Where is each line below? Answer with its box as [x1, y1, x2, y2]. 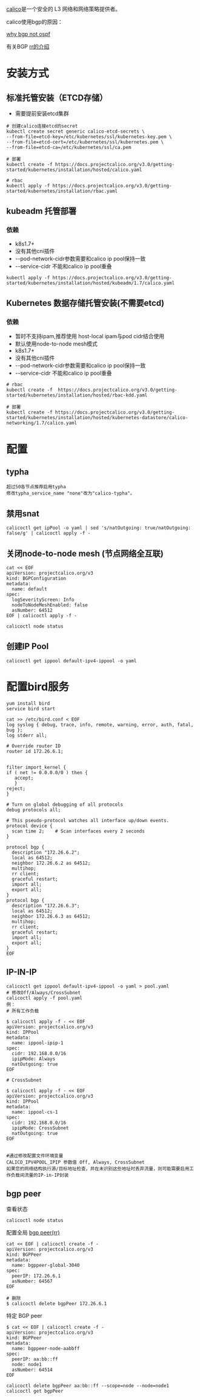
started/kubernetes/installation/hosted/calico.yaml [6, 167, 142, 173]
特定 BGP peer [6, 1312, 42, 1320]
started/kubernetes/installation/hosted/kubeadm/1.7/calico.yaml [6, 280, 175, 286]
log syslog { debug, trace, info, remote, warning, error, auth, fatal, [6, 721, 194, 728]
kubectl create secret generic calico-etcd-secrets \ [6, 128, 145, 134]
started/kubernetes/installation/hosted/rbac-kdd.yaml [6, 392, 148, 398]
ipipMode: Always [12, 1056, 56, 1062]
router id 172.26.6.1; [6, 748, 64, 754]
